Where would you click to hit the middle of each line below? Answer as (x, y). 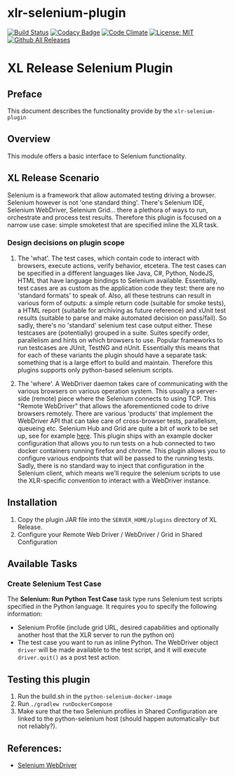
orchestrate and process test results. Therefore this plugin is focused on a (114, 217)
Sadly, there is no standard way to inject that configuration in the (111, 465)
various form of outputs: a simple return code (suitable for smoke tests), (121, 302)
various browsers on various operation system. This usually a (106, 391)
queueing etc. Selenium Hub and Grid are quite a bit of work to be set (118, 428)
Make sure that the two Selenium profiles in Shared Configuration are (117, 711)
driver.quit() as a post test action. (69, 657)
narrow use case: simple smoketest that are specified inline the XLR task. (113, 225)
